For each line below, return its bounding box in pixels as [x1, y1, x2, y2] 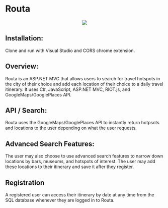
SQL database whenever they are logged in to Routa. [5, 197, 115, 203]
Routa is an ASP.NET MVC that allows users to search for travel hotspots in [5, 75, 160, 81]
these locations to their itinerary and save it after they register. [5, 164, 134, 170]
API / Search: [5, 106, 47, 115]
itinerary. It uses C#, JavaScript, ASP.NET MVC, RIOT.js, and [5, 86, 130, 92]
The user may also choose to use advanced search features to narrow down [5, 153, 163, 159]
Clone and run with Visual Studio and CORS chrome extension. [5, 47, 135, 54]
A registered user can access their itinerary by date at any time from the [5, 192, 154, 197]
